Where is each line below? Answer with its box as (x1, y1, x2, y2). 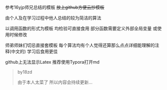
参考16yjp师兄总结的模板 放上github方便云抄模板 (5, 4, 105, 10)
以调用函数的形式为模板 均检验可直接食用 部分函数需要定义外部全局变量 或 (5, 25, 158, 31)
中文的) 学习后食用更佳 (11, 49, 58, 54)
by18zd (17, 69, 32, 75)
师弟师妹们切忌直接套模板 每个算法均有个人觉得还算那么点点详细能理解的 (5, 42, 155, 48)
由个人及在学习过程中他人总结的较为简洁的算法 (5, 15, 101, 21)
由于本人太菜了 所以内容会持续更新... (17, 79, 93, 85)
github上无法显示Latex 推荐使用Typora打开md (5, 59, 100, 65)
